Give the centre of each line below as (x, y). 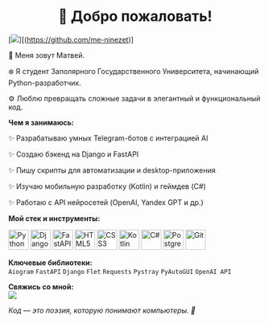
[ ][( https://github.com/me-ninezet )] (71, 39)
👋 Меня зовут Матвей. (47, 55)
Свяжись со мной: (41, 286)
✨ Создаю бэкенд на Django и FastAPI (74, 154)
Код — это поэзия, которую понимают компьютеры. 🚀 (102, 310)
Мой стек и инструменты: (54, 218)
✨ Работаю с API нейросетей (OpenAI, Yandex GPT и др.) (106, 202)
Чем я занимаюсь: (41, 122)
